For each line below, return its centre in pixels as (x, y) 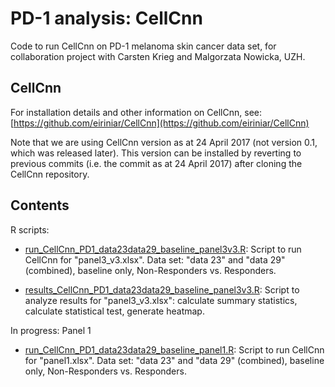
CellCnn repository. (50, 174)
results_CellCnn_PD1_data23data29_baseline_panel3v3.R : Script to (162, 289)
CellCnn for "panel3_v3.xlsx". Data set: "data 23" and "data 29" (155, 259)
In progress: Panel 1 (51, 330)
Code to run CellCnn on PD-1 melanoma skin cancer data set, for (143, 46)
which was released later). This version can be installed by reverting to (156, 153)
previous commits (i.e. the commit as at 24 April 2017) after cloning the (156, 163)
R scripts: (30, 229)
